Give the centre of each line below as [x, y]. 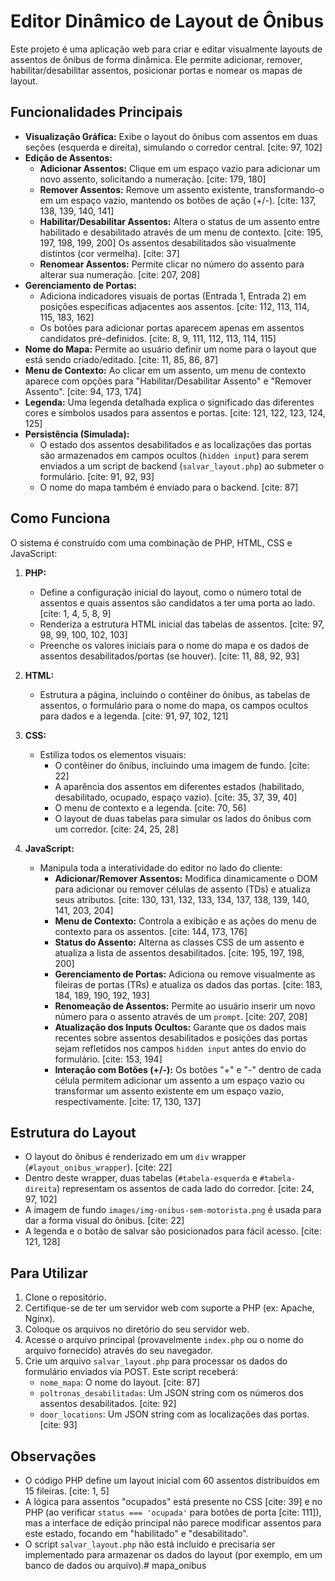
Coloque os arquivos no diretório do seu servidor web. [137, 1329]
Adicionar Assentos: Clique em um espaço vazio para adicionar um [180, 168]
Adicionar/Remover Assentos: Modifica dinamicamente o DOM [186, 878]
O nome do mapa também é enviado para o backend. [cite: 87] [169, 487]
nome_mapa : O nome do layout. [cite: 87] [120, 1382]
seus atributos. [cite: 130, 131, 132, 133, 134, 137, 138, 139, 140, [182, 899]
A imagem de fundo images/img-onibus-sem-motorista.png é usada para [173, 1210]
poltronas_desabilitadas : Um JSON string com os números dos [171, 1393]
